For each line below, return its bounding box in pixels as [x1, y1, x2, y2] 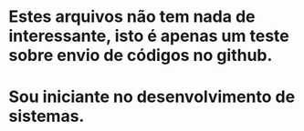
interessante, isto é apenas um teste [8, 25, 289, 46]
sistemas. [8, 106, 85, 126]
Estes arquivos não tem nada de [8, 6, 256, 27]
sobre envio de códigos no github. [8, 45, 273, 65]
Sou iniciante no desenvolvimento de [8, 86, 296, 107]
